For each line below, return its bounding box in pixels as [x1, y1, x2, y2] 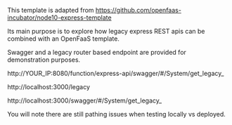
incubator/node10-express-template [7, 13, 112, 22]
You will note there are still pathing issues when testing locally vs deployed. [7, 110, 226, 118]
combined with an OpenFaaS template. [7, 34, 120, 43]
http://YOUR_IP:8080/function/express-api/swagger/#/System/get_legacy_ [7, 70, 224, 77]
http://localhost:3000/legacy [7, 83, 90, 91]
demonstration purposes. [7, 55, 81, 64]
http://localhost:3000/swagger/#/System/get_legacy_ [7, 96, 162, 105]
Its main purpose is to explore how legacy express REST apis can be [7, 27, 205, 35]
